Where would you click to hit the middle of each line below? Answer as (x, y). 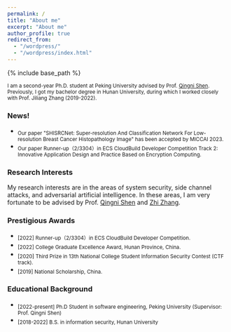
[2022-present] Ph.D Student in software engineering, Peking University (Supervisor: (120, 307)
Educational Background (50, 289)
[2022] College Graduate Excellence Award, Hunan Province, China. (99, 247)
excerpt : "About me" (37, 27)
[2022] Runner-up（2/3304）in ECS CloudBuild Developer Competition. (104, 238)
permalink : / (26, 14)
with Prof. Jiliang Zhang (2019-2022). (52, 98)
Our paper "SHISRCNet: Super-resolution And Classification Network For (105, 133)
